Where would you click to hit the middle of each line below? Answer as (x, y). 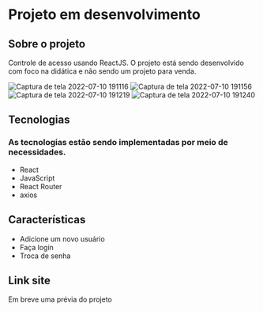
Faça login (36, 247)
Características (47, 220)
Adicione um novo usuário (62, 238)
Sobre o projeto (47, 44)
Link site (30, 280)
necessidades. (37, 152)
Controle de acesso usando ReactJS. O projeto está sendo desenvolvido (126, 63)
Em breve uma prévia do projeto (60, 299)
